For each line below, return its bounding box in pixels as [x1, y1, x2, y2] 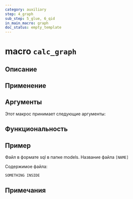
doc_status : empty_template [5, 25, 62, 30]
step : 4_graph [5, 12, 34, 16]
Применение [5, 82, 46, 90]
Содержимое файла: [5, 164, 48, 169]
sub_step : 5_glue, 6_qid [5, 16, 55, 21]
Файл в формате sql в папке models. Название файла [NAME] [5, 154, 129, 160]
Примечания [5, 186, 46, 195]
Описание [5, 65, 37, 73]
